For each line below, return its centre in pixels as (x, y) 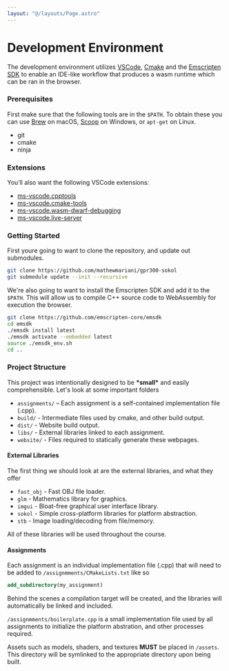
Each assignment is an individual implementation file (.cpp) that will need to (114, 565)
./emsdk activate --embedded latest (60, 337)
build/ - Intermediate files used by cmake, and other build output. (111, 417)
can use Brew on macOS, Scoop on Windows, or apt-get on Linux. (102, 121)
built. (14, 662)
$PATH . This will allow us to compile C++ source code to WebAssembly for (112, 298)
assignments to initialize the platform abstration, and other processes (106, 627)
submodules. (26, 258)
